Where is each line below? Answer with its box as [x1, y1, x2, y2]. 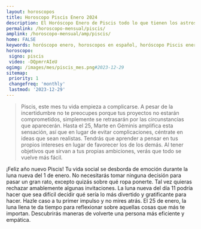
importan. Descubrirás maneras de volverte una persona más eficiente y [6, 210, 185, 217]
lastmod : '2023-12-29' [8, 87, 66, 93]
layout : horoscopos [6, 8, 55, 15]
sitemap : [6, 70, 28, 76]
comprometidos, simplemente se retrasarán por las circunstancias [20, 115, 184, 123]
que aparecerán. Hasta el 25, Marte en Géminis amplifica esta [20, 122, 173, 129]
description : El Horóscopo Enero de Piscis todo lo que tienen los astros [6, 20, 197, 26]
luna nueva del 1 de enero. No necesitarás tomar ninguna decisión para [6, 172, 181, 179]
